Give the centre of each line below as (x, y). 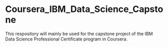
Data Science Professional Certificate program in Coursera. (66, 39)
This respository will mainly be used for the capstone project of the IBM (79, 33)
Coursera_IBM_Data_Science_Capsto (84, 9)
